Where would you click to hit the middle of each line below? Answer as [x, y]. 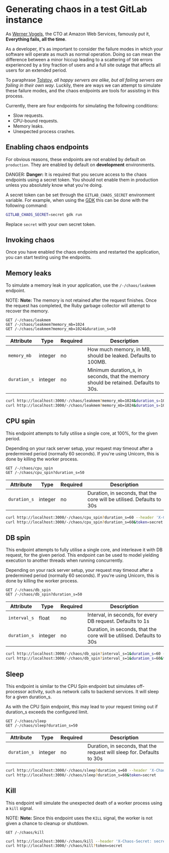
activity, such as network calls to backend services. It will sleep [94, 691]
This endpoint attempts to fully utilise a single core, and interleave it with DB [84, 550]
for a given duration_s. [29, 697]
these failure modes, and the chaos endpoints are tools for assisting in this [82, 90]
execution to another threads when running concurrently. [65, 560]
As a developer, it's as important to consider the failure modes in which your [84, 49]
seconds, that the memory [118, 377]
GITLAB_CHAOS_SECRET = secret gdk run [44, 214]
